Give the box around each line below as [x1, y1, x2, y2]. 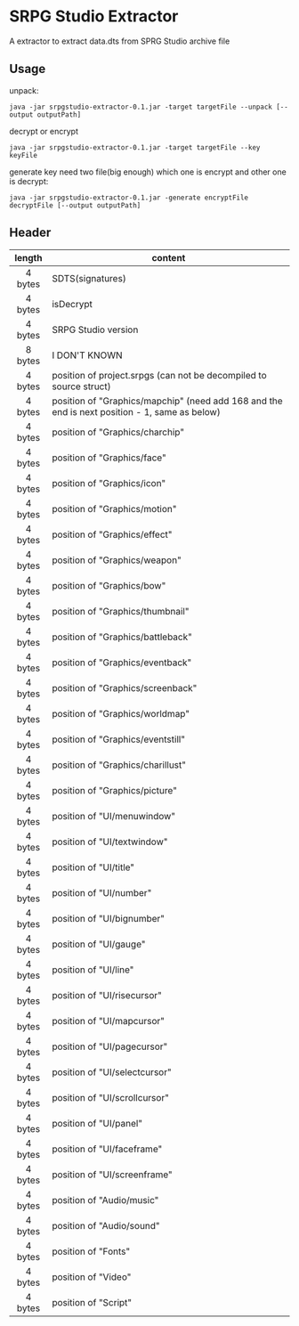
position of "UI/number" [52, 886, 152, 899]
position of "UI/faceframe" [52, 1143, 163, 1155]
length [14, 251, 43, 264]
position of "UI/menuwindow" [52, 809, 176, 822]
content [151, 251, 186, 264]
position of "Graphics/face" [52, 451, 166, 464]
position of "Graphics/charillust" [52, 759, 187, 771]
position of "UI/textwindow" [52, 835, 168, 848]
